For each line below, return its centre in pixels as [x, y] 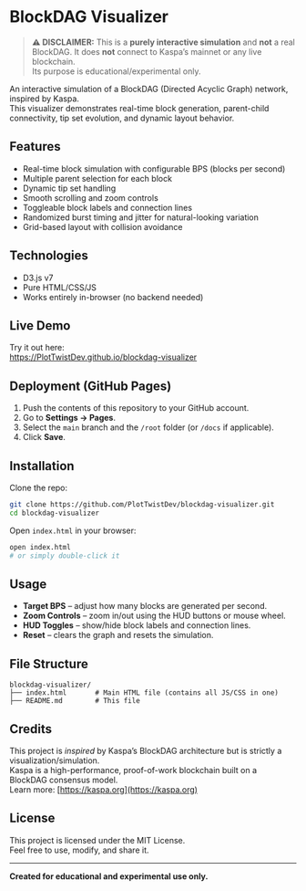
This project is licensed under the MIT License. [97, 840]
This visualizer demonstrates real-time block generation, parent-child [139, 108]
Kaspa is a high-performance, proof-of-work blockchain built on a [133, 770]
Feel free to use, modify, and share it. [79, 850]
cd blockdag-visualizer [55, 513]
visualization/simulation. [55, 760]
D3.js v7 [38, 278]
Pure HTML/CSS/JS [60, 287]
